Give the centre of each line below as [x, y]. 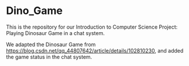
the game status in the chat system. [49, 57]
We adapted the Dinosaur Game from [51, 44]
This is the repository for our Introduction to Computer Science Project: [92, 27]
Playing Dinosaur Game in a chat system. [56, 33]
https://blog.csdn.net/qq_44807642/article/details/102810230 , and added [95, 50]
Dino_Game [35, 11]
